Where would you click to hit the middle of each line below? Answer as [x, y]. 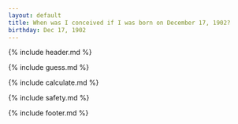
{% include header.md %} [50, 53]
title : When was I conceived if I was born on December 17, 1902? [119, 23]
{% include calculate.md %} [54, 82]
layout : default [35, 15]
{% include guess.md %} [48, 67]
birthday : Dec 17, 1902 [47, 30]
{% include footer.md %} [48, 113]
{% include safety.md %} [49, 98]
